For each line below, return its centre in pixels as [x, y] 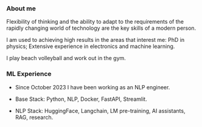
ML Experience [29, 74]
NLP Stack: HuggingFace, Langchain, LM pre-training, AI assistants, [100, 111]
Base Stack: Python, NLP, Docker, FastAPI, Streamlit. [81, 99]
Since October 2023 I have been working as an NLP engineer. [92, 87]
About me [21, 9]
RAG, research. [34, 117]
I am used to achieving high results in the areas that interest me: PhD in [95, 40]
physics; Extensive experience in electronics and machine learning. [91, 46]
